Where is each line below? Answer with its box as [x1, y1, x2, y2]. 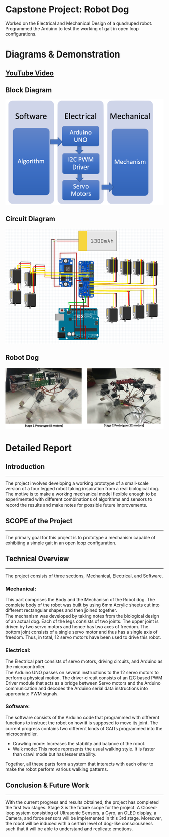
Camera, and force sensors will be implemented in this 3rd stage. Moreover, [5, 815, 162, 821]
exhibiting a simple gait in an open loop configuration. [5, 540, 117, 546]
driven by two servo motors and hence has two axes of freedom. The [5, 624, 149, 630]
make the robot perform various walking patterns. [5, 766, 108, 772]
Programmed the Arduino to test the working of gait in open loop [5, 25, 139, 31]
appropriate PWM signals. [5, 690, 59, 697]
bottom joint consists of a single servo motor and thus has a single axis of [5, 629, 158, 635]
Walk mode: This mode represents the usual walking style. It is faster [12, 746, 155, 752]
